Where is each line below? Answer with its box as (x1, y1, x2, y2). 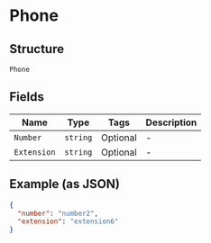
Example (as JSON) (9, 176, 120, 192)
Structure (9, 41, 65, 57)
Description (145, 116, 197, 129)
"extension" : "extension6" (17, 217, 119, 226)
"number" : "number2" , (17, 209, 99, 218)
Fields (9, 89, 45, 104)
